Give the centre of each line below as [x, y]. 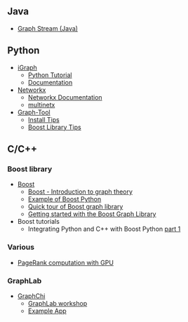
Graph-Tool [34, 112]
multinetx [41, 105]
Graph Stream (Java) [48, 28]
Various [21, 247]
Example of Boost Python [65, 199]
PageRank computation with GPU [66, 262]
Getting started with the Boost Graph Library [92, 214]
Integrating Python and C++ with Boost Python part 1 [104, 229]
